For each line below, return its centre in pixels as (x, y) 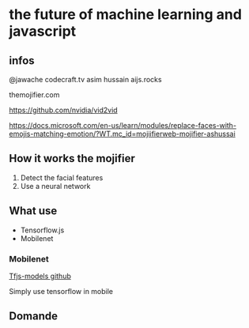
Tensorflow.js (42, 230)
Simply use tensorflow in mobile (61, 291)
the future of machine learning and (125, 15)
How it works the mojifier (72, 158)
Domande (34, 317)
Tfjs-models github (40, 276)
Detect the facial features (62, 177)
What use (33, 211)
